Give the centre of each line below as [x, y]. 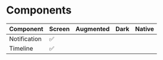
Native [145, 29]
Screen [59, 29]
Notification [25, 39]
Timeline [21, 48]
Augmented [93, 29]
